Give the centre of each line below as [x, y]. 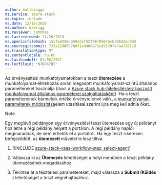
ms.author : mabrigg [25, 28]
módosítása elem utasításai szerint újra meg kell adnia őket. [91, 104]
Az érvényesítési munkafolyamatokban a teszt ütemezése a [65, 78]
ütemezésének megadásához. [42, 163]
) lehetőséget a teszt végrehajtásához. [51, 178]
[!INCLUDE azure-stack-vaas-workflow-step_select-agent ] [71, 148]
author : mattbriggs [25, 10]
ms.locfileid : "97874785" [31, 64]
